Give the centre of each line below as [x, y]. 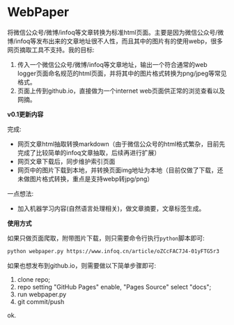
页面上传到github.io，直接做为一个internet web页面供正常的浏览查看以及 [121, 91]
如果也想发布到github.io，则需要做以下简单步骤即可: [82, 265]
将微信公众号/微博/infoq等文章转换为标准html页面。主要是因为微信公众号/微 [116, 32]
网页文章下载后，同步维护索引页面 [66, 161]
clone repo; [34, 279]
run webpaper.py [42, 294]
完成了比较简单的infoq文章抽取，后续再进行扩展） [89, 152]
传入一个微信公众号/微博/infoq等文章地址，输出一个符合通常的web [112, 64]
